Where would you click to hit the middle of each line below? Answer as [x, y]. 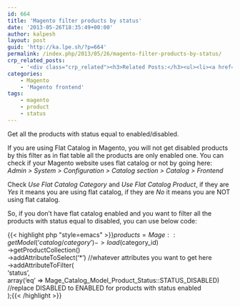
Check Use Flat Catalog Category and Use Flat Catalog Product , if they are [119, 184]
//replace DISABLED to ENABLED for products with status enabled [104, 288]
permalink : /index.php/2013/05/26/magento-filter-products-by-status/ [115, 54]
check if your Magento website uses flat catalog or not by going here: [110, 163]
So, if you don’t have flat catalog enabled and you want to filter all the [110, 213]
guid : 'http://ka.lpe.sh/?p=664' [57, 47]
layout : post [27, 41]
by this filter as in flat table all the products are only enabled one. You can [116, 155]
